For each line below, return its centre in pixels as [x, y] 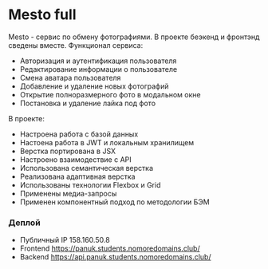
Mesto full [42, 15]
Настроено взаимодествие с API [75, 159]
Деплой [25, 223]
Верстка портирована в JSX [68, 151]
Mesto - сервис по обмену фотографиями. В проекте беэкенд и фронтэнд [134, 37]
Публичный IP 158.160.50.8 [65, 240]
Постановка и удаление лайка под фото [88, 103]
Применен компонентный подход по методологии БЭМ [114, 202]
